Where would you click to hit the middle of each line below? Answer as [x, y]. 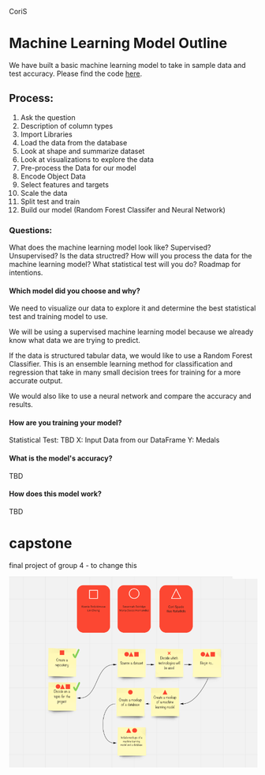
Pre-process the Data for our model [78, 167]
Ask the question [48, 117]
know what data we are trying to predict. [75, 340]
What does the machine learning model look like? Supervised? [110, 247]
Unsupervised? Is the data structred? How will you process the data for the [131, 256]
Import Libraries [47, 134]
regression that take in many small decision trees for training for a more [125, 372]
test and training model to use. [59, 317]
